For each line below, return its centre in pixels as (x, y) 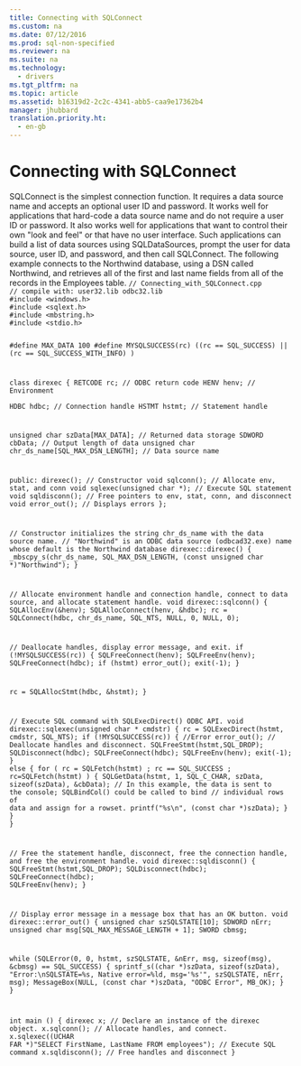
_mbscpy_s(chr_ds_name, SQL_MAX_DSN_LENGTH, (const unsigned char (137, 557)
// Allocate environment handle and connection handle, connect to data (149, 594)
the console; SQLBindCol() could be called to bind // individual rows (146, 793)
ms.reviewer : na (40, 51)
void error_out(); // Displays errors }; (88, 505)
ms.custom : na (36, 26)
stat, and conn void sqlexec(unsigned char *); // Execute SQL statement (151, 488)
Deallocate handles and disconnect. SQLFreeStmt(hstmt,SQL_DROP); (137, 746)
